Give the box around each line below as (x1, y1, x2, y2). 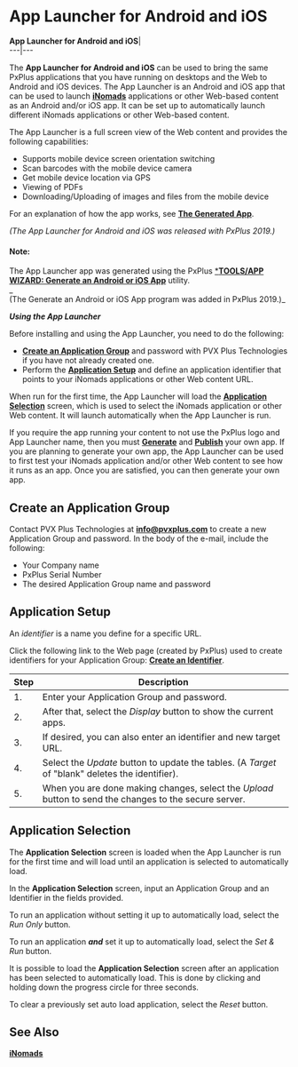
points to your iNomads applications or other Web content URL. (21, 374, 254, 385)
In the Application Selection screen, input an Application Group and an (9, 882, 270, 894)
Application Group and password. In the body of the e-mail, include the (9, 533, 269, 544)
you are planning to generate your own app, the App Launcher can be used (9, 446, 284, 457)
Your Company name (21, 560, 99, 570)
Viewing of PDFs (21, 181, 83, 192)
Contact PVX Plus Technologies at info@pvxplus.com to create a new (9, 523, 267, 534)
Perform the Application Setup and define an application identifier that (21, 364, 282, 375)
